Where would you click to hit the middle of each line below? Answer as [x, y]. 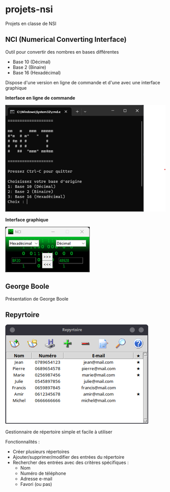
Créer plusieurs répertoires [41, 451]
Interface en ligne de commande [40, 97]
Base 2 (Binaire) [30, 67]
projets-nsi [29, 9]
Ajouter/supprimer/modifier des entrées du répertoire [68, 457]
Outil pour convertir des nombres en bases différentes [62, 52]
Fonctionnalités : [22, 441]
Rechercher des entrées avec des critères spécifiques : [70, 462]
